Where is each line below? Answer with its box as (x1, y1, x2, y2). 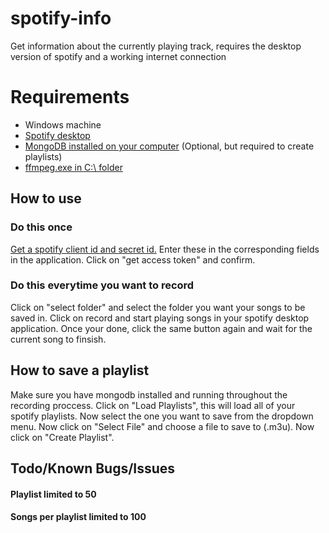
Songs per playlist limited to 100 (10, 511, 147, 523)
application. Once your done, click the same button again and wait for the (10, 322, 313, 334)
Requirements (10, 86, 130, 109)
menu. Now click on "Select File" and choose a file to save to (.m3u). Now (10, 420, 315, 432)
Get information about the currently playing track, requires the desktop (10, 40, 302, 52)
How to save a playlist (10, 362, 150, 379)
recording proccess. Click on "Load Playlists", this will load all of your (10, 399, 296, 411)
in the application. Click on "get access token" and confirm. (10, 253, 256, 266)
